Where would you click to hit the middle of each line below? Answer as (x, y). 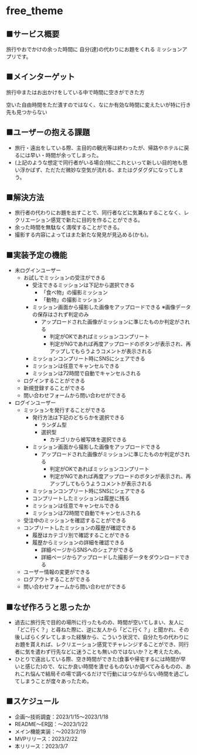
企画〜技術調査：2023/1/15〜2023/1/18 (61, 717)
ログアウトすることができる (57, 579)
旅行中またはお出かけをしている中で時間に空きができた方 (75, 92)
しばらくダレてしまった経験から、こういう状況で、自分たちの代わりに (104, 637)
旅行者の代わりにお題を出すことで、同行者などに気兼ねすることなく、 (99, 212)
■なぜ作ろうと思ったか (48, 607)
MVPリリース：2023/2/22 (46, 739)
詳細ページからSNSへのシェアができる (87, 550)
